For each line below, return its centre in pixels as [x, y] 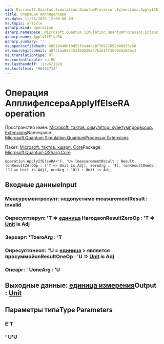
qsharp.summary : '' [25, 42]
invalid [13, 205]
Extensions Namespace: [29, 132]
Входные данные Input [41, 185]
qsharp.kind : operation [29, 28]
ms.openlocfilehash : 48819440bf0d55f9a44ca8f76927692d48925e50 [71, 46]
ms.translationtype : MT [29, 55]
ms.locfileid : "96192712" [31, 69]
